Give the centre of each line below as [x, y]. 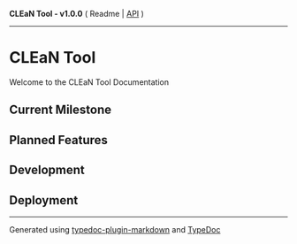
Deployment [44, 200]
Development [47, 170]
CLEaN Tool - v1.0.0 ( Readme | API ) [76, 14]
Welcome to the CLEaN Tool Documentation [89, 82]
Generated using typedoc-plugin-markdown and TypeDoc [115, 229]
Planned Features [59, 140]
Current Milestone [61, 110]
